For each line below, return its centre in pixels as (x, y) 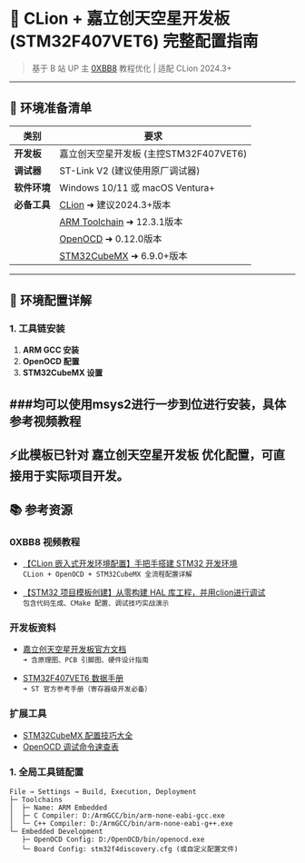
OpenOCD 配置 (51, 362)
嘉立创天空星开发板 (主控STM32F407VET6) (153, 154)
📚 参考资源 (41, 510)
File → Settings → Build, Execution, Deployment (103, 791)
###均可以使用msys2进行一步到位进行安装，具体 (148, 404)
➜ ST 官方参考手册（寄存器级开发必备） (87, 689)
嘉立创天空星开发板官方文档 (74, 650)
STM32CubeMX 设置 (63, 372)
